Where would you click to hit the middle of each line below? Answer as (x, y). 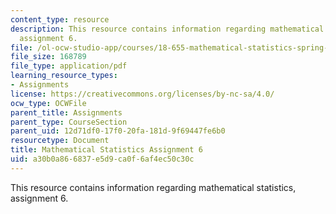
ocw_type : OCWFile (48, 103)
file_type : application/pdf (69, 66)
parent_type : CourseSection (69, 122)
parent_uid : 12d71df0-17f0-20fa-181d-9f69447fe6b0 (118, 131)
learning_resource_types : (64, 76)
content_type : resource (60, 19)
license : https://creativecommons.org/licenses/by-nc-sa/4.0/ (142, 94)
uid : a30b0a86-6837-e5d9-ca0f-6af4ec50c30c (102, 159)
